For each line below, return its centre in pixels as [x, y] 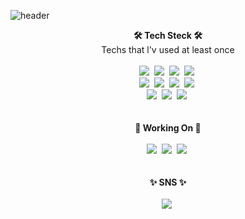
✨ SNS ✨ [168, 182]
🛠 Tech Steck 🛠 [168, 35]
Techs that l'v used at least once [168, 49]
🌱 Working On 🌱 [168, 128]
